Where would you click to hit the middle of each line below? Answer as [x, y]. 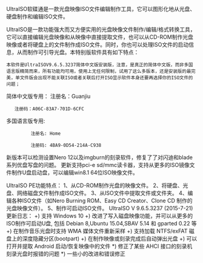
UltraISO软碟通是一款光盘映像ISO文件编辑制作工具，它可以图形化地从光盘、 [101, 9]
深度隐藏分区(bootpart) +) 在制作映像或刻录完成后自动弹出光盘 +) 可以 [110, 238]
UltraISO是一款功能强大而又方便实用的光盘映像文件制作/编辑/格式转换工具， [101, 29]
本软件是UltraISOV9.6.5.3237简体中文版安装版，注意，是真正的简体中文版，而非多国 [100, 65]
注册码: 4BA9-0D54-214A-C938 [66, 145]
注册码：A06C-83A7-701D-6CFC [49, 109]
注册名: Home [46, 134]
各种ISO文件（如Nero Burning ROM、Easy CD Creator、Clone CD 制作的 [102, 200]
